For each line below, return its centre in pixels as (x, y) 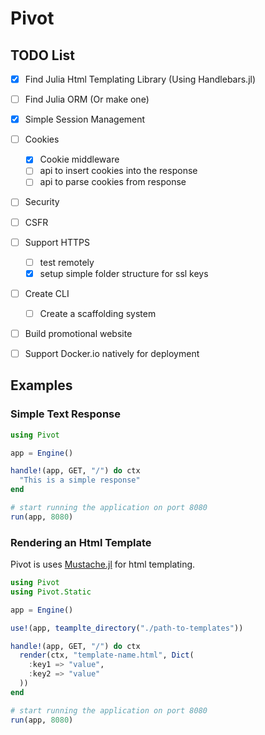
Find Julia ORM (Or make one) (87, 99)
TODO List (42, 55)
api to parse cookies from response (113, 182)
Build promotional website (78, 333)
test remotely (67, 262)
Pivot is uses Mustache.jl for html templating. (103, 564)
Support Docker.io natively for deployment (112, 353)
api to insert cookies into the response (118, 171)
